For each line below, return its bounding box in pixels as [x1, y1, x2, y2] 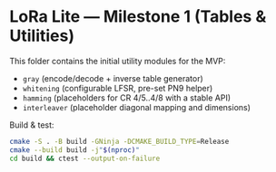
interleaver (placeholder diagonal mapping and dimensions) [22, 101, 251, 112]
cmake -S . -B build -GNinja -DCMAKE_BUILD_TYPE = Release [9, 137, 230, 146]
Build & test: [9, 119, 54, 130]
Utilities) [9, 25, 75, 46]
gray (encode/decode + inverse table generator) [22, 72, 204, 83]
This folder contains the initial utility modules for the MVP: [9, 55, 226, 66]
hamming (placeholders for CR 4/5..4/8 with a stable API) [22, 92, 232, 103]
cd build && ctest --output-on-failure [9, 154, 161, 163]
